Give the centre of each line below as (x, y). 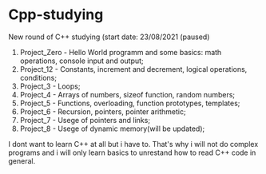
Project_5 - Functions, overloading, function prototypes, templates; (130, 103)
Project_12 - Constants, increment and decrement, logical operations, (133, 69)
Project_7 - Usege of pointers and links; (85, 120)
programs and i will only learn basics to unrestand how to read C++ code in (132, 152)
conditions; (38, 77)
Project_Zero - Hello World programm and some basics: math (121, 52)
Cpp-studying (56, 15)
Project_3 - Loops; (50, 86)
